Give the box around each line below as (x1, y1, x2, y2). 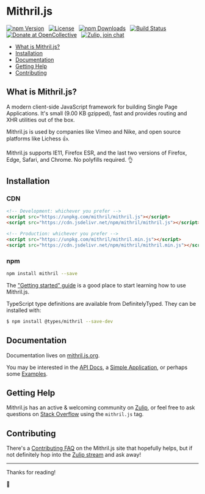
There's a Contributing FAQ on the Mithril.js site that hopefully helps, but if (6, 444, 193, 452)
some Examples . (6, 370, 48, 378)
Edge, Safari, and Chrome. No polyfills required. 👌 (6, 156, 134, 163)
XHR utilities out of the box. (6, 116, 75, 123)
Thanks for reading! (6, 469, 56, 476)
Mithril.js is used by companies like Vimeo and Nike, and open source (6, 127, 181, 135)
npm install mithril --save (6, 270, 78, 276)
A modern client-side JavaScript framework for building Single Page (6, 103, 178, 110)
